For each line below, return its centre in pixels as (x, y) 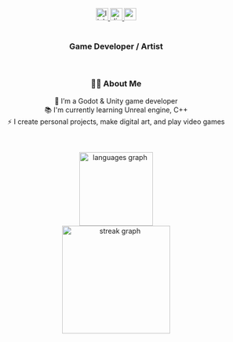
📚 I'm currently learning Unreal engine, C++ (116, 110)
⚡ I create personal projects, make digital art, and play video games (116, 122)
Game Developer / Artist (116, 46)
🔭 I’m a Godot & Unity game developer (116, 100)
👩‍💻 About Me (116, 84)
